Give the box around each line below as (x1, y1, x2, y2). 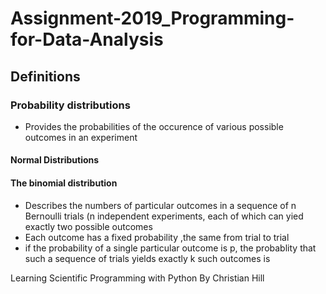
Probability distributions (10, 98, 131, 112)
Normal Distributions (10, 154, 100, 166)
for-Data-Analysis (10, 28, 164, 51)
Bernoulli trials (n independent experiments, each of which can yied (24, 210, 304, 222)
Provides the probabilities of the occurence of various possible (24, 120, 284, 132)
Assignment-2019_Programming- (10, 7, 295, 30)
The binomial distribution (10, 177, 118, 189)
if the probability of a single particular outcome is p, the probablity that (24, 242, 317, 254)
